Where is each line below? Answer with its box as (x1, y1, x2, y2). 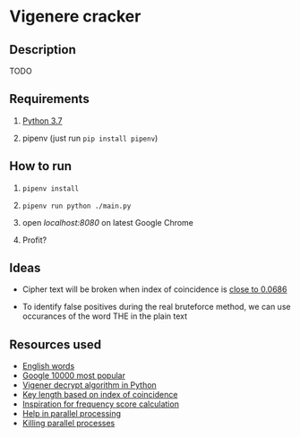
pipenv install (21, 184, 80, 193)
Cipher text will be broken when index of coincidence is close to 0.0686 (21, 284, 287, 295)
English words (21, 361, 75, 372)
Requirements (9, 91, 90, 107)
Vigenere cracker (9, 6, 141, 27)
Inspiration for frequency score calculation (21, 398, 179, 409)
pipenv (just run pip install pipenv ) (21, 133, 159, 143)
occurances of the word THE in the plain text (21, 311, 188, 321)
